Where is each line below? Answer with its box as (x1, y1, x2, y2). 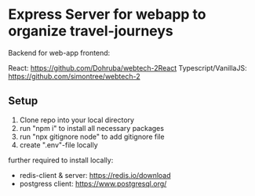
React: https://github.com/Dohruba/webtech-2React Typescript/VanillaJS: (8, 63, 247, 72)
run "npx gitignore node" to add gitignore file (19, 132, 165, 141)
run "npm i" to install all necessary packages (19, 123, 165, 132)
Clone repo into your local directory (19, 115, 135, 125)
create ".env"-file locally (19, 140, 98, 150)
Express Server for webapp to (8, 5, 206, 24)
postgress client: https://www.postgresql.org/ (19, 179, 167, 188)
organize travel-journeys (8, 22, 174, 40)
